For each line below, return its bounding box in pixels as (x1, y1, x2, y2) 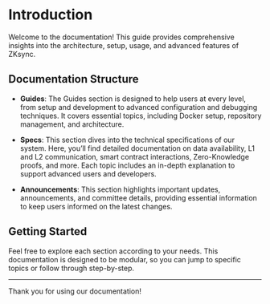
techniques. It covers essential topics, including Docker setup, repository (19, 111, 262, 120)
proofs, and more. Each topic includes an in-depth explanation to (19, 160, 235, 170)
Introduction (8, 6, 93, 24)
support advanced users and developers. (19, 168, 157, 178)
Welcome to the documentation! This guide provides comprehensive (8, 32, 235, 42)
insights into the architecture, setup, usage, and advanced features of (8, 40, 239, 50)
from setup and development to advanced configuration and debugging (19, 102, 258, 111)
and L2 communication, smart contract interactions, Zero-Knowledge (19, 152, 250, 161)
